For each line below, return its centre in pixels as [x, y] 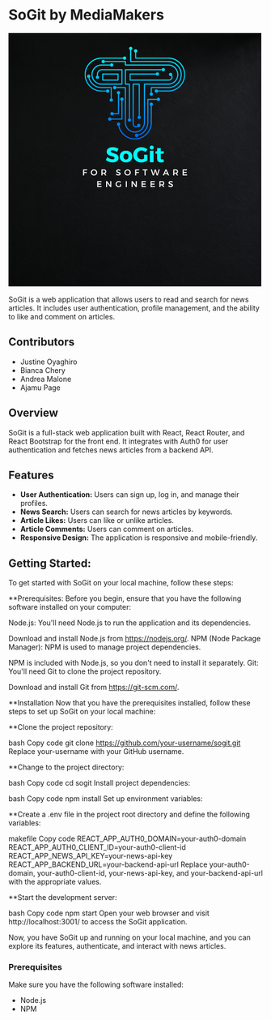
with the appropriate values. [55, 882]
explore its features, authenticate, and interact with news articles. [117, 946]
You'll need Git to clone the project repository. [85, 671]
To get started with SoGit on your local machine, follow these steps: [121, 583]
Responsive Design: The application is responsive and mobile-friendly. [139, 538]
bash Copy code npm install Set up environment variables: [106, 799]
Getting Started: [50, 563]
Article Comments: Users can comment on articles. [107, 529]
